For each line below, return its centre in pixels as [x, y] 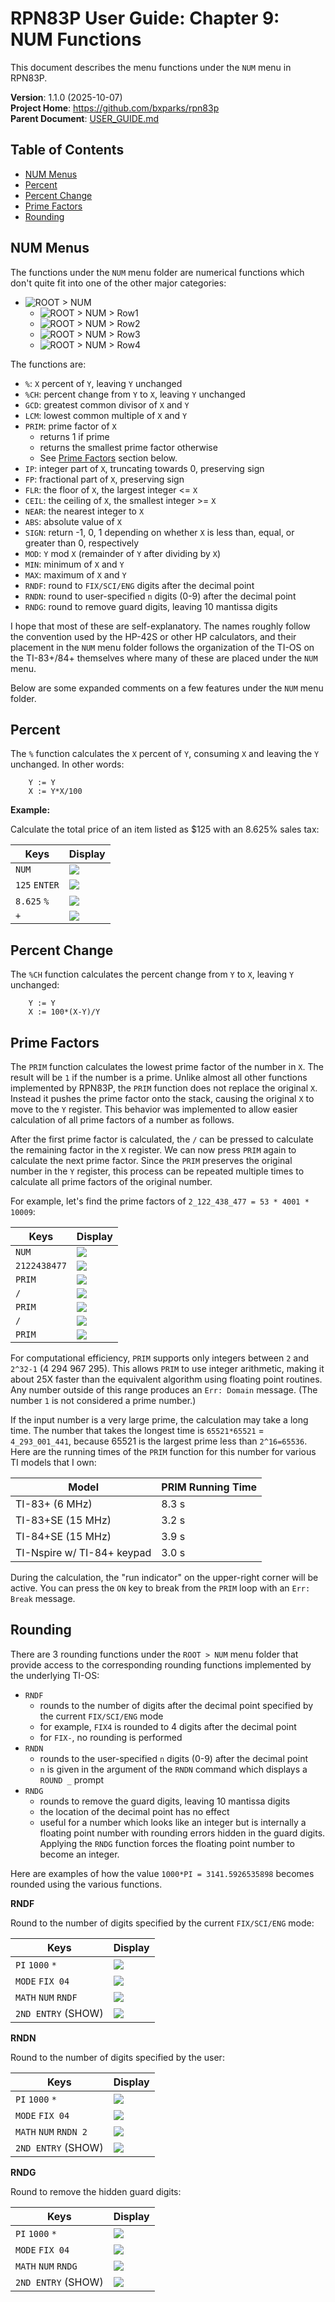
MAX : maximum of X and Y [75, 574]
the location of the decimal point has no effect [134, 1811]
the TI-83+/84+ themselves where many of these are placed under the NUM [164, 658]
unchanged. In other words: [67, 764]
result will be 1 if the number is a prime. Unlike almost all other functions [159, 1077]
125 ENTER [37, 885]
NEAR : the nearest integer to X [84, 511]
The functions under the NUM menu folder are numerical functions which [157, 272]
